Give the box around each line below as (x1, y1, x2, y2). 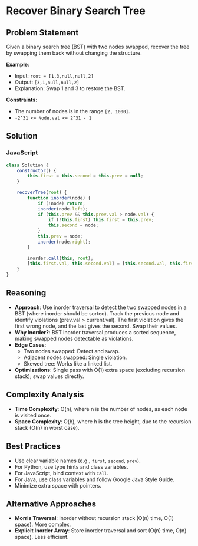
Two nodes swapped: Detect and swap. (23, 347, 120, 354)
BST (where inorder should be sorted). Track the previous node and (14, 310, 180, 317)
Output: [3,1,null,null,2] (14, 78, 80, 85)
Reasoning (6, 288, 47, 298)
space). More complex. (14, 521, 71, 528)
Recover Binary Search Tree (6, 4, 146, 18)
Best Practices (6, 441, 61, 452)
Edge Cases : (14, 341, 47, 348)
